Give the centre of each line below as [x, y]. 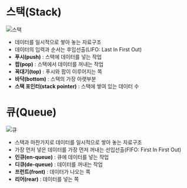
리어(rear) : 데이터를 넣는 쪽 [47, 179]
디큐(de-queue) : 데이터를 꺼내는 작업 [59, 164]
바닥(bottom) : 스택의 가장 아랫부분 [55, 79]
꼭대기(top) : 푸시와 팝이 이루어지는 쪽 [58, 71]
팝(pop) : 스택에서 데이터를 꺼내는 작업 [59, 64]
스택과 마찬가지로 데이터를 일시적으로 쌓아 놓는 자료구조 [78, 142]
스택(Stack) [34, 12]
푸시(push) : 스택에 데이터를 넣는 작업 [58, 57]
